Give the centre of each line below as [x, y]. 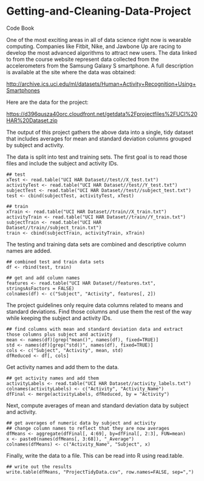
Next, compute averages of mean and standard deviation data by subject [97, 405]
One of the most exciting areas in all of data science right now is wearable [99, 40]
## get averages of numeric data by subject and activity [81, 423]
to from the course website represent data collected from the [83, 59]
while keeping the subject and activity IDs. [59, 318]
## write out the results [39, 466]
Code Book [20, 28]
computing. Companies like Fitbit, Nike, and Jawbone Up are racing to [94, 46]
